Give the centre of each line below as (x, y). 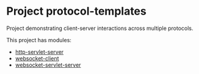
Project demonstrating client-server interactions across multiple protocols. (100, 28)
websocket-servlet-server (48, 65)
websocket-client (37, 58)
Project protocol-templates (76, 11)
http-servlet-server (39, 52)
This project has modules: (39, 40)
